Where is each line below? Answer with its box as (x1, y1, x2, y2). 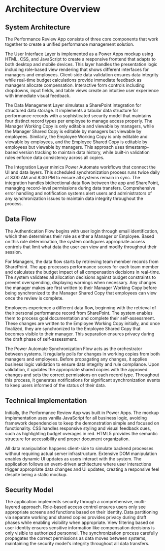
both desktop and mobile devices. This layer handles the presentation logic (5, 62, 158, 67)
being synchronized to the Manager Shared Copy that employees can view (5, 290, 157, 296)
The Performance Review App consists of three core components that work (5, 36, 159, 42)
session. (5, 249, 22, 255)
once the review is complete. (5, 295, 64, 301)
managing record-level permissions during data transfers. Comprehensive (5, 185, 156, 191)
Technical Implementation (5, 396, 87, 405)
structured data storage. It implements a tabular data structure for (5, 107, 139, 113)
